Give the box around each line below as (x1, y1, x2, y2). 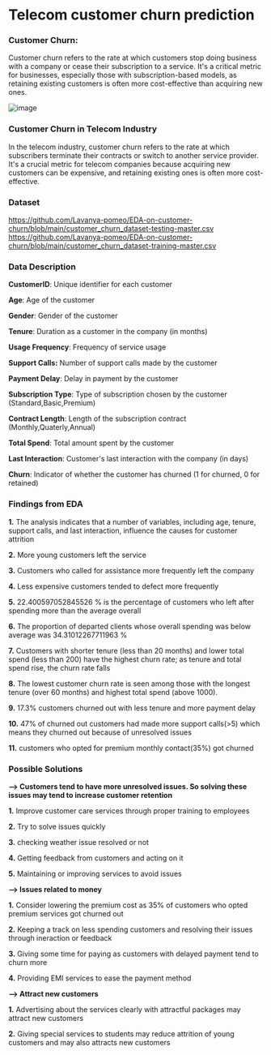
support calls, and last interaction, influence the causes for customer (8, 525, 238, 535)
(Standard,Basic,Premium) (8, 398, 96, 408)
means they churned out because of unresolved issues (8, 727, 193, 737)
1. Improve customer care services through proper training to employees (8, 805, 250, 816)
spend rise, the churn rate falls (8, 663, 111, 672)
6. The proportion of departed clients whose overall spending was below (8, 621, 252, 631)
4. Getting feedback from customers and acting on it (8, 853, 184, 863)
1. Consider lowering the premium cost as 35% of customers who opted (8, 900, 248, 910)
